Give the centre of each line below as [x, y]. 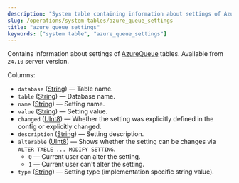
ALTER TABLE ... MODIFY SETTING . [67, 149]
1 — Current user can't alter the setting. [86, 165]
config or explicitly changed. [59, 127]
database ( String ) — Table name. [65, 89]
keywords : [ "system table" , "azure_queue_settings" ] [87, 34]
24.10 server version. [38, 62]
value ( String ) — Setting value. [63, 111]
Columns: [21, 75]
